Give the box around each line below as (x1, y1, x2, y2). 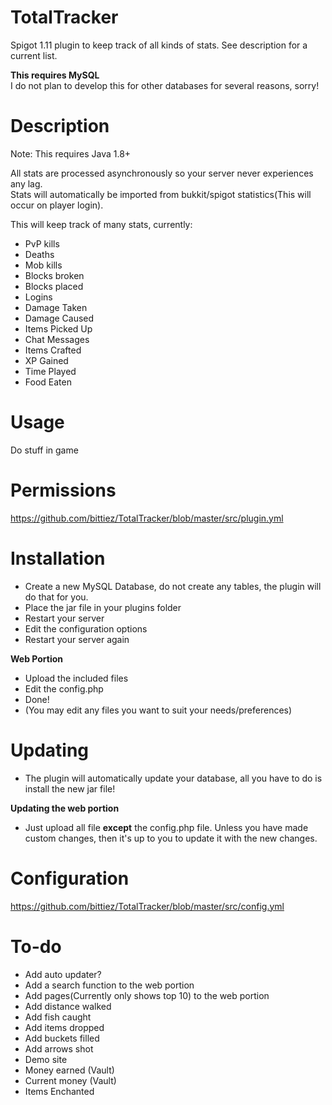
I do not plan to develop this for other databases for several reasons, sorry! (10, 79, 320, 91)
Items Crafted (24, 344, 82, 356)
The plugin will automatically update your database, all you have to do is (24, 772, 323, 784)
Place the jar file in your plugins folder (24, 601, 182, 613)
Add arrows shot (24, 1042, 94, 1055)
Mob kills (24, 259, 63, 271)
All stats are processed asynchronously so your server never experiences (10, 167, 314, 179)
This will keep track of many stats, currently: (10, 218, 193, 230)
